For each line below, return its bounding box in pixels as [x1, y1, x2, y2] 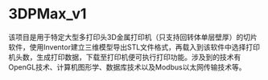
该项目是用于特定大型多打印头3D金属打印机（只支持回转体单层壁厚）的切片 [8, 32, 258, 42]
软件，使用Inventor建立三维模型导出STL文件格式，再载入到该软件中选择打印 [8, 42, 260, 52]
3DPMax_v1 [8, 5, 87, 23]
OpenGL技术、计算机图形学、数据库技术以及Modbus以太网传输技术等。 [8, 62, 246, 72]
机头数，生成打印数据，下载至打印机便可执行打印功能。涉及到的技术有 [8, 52, 241, 62]
